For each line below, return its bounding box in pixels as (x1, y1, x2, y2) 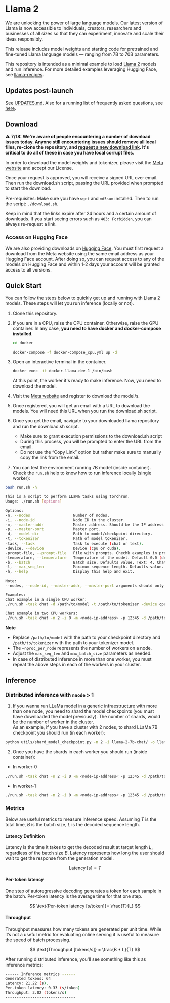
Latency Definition (5, 833, 45, 839)
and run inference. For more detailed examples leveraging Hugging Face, (5, 66, 158, 72)
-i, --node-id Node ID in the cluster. (5, 517, 125, 522)
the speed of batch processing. (5, 937, 71, 943)
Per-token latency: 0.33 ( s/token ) (5, 986, 80, 991)
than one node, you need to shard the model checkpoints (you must (12, 708, 154, 714)
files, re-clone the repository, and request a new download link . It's (5, 144, 149, 150)
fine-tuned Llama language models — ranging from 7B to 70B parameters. (5, 51, 160, 57)
